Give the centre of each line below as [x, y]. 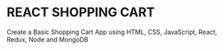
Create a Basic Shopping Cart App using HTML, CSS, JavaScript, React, [112, 32]
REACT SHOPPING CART [81, 12]
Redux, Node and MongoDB [48, 39]
